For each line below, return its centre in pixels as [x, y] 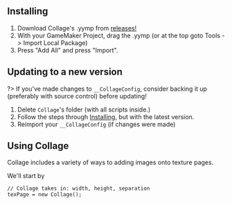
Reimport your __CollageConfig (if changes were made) [96, 124]
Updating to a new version [65, 72]
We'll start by [26, 176]
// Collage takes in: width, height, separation [79, 189]
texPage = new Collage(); [44, 195]
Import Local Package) [55, 43]
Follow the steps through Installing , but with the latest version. [106, 116]
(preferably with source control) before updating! [77, 96]
